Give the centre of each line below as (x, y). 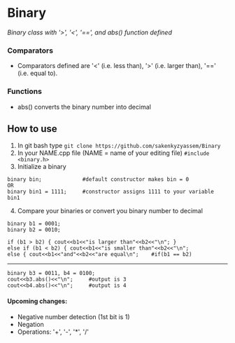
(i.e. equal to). (37, 73)
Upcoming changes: (37, 301)
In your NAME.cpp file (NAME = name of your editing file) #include (113, 153)
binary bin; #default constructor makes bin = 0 (98, 180)
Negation (30, 324)
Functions (24, 91)
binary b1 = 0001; (34, 224)
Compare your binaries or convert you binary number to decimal (110, 211)
